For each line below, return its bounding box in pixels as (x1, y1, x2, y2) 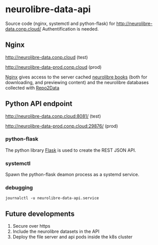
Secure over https (12, 223, 50, 229)
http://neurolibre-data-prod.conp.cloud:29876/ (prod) (5, 123, 118, 129)
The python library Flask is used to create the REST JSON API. (5, 147, 136, 153)
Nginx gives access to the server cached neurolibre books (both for (5, 74, 148, 80)
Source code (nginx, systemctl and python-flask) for (5, 20, 116, 26)
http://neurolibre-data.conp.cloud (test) (5, 54, 88, 60)
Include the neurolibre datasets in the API (12, 228, 99, 235)
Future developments (5, 209, 75, 218)
